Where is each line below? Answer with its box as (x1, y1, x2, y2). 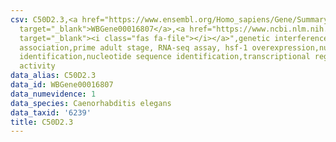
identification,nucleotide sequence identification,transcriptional (19, 52, 311, 62)
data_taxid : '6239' (10, 107, 92, 118)
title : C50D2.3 (10, 117, 74, 127)
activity (19, 61, 56, 71)
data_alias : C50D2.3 (10, 71, 97, 81)
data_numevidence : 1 (10, 89, 97, 99)
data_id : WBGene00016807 (10, 80, 114, 90)
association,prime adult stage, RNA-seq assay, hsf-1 (19, 42, 248, 53)
